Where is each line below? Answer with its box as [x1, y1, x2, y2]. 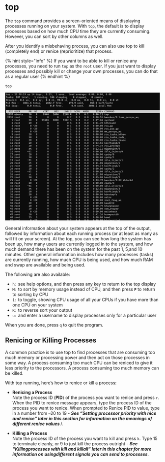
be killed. [5, 370, 24, 376]
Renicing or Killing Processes [5, 336, 97, 345]
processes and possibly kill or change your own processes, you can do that [5, 68, 158, 74]
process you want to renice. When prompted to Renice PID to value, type [12, 405, 160, 411]
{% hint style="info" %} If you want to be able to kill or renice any [5, 58, 137, 64]
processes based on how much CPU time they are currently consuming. [5, 28, 151, 34]
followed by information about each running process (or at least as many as [5, 231, 158, 236]
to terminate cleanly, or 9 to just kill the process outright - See [12, 440, 138, 447]
